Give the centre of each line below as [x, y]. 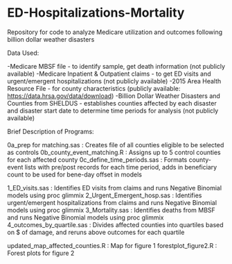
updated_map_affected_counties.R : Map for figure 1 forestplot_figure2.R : [112, 245]
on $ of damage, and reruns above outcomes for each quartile [96, 232]
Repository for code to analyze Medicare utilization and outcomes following [115, 32]
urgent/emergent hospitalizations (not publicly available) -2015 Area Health [114, 81]
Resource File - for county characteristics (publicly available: [94, 88]
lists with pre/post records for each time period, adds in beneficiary [121, 167]
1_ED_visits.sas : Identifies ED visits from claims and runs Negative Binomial [115, 188]
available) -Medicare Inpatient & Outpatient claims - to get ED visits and [109, 74]
